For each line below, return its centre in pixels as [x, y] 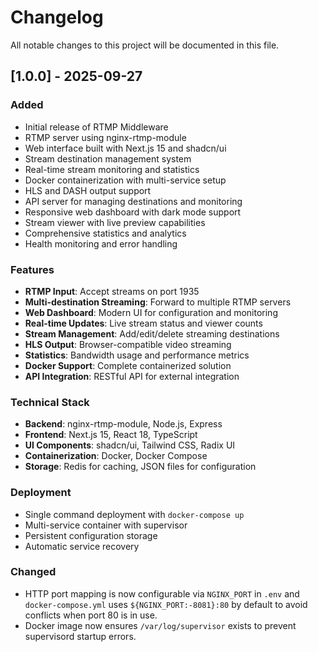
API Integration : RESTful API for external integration [132, 376]
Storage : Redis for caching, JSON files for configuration [140, 467]
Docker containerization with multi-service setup [125, 180]
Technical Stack [50, 402]
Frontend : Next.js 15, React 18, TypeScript [111, 435]
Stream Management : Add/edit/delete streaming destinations [152, 333]
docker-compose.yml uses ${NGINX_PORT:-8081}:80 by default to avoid [166, 604]
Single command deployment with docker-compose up [134, 514]
